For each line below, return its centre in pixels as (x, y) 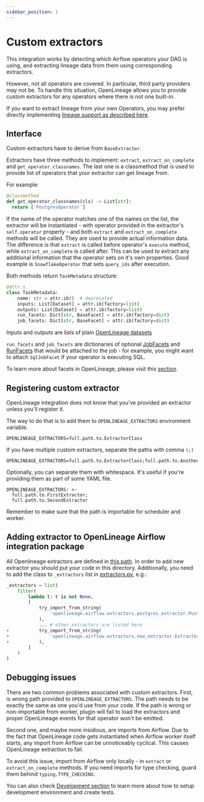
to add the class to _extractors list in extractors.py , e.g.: (76, 574)
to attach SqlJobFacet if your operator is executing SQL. (76, 357)
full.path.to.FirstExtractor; (50, 495)
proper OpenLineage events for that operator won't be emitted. (85, 718)
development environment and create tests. (61, 792)
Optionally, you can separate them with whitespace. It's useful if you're (95, 472)
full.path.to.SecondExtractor (50, 500)
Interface (24, 133)
